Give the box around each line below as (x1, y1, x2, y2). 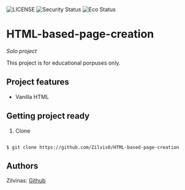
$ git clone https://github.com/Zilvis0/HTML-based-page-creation (6, 144, 179, 150)
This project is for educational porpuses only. (6, 59, 121, 67)
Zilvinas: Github (6, 177, 46, 185)
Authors (6, 161, 39, 171)
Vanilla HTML (15, 93, 49, 100)
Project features (6, 77, 69, 87)
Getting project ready (6, 111, 90, 122)
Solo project (6, 47, 37, 54)
